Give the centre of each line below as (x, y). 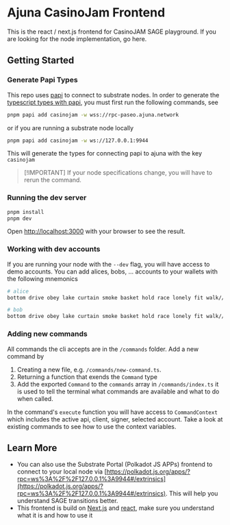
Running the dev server (47, 198)
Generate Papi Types (42, 80)
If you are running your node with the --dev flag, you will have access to (108, 264)
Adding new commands (47, 334)
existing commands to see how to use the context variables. (92, 426)
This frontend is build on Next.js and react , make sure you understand (115, 508)
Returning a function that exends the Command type (87, 377)
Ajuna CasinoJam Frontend (86, 13)
